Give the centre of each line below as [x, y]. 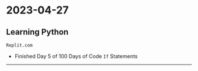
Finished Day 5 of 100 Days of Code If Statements [76, 56]
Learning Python [37, 32]
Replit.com [19, 45]
